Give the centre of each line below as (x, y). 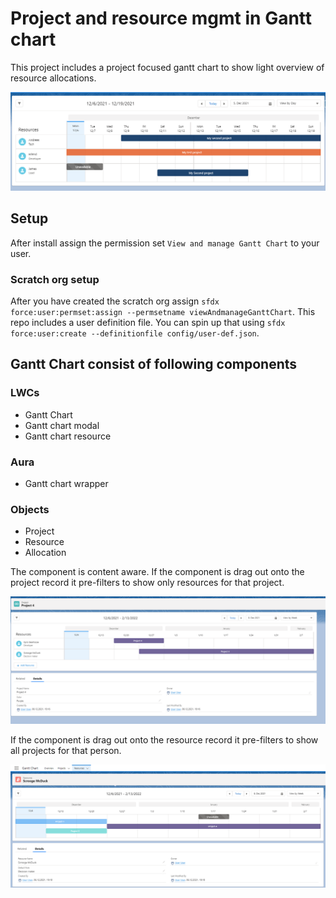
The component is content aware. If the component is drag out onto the (157, 572)
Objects (30, 509)
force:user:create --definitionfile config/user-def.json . (135, 333)
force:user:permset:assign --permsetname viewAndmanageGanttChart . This (163, 312)
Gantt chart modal (62, 425)
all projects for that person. (66, 751)
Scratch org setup (55, 279)
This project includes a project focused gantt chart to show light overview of (167, 67)
